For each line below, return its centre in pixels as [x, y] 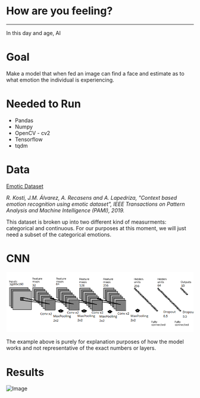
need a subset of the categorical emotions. [59, 234]
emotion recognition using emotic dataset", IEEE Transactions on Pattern [96, 204]
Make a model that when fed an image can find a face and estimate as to [95, 73]
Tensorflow [29, 139]
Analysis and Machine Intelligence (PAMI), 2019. [65, 210]
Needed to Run [44, 104]
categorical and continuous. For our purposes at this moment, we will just [96, 228]
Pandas [24, 120]
